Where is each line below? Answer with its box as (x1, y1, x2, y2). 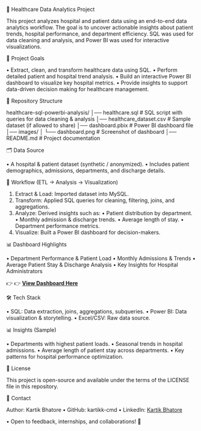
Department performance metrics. (14, 222, 100, 229)
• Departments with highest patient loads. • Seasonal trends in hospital (6, 341, 183, 347)
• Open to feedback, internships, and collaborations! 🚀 (6, 418, 141, 425)
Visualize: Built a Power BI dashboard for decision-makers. (14, 229, 161, 236)
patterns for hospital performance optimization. (6, 353, 124, 360)
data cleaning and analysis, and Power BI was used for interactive (6, 37, 170, 43)
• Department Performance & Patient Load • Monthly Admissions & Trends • (6, 255, 196, 262)
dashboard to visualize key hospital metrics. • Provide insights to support (6, 79, 188, 86)
